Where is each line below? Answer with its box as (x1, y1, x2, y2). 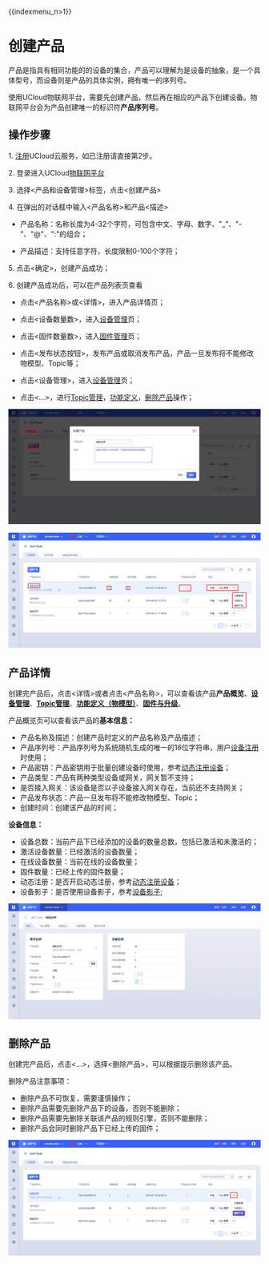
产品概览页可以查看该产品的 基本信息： (8, 716, 134, 725)
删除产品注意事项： (8, 1076, 72, 1086)
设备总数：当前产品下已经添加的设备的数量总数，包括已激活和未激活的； (19, 837, 259, 846)
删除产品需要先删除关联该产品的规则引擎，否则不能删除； (19, 1113, 210, 1123)
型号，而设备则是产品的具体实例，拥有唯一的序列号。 (14, 75, 191, 85)
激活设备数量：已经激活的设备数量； (19, 847, 140, 857)
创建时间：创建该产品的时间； (19, 803, 118, 813)
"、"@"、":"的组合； (19, 228, 88, 239)
